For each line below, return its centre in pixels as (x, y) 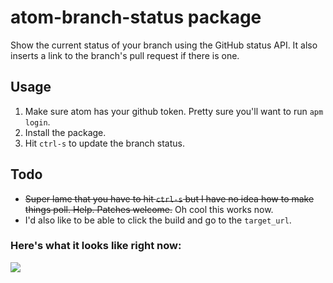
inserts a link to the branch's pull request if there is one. (125, 55)
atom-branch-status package (136, 17)
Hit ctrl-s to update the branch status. (104, 143)
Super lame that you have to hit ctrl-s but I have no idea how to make (169, 198)
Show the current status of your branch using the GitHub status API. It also (164, 45)
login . (37, 122)
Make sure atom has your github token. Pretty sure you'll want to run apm (174, 111)
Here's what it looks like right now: (96, 246)
